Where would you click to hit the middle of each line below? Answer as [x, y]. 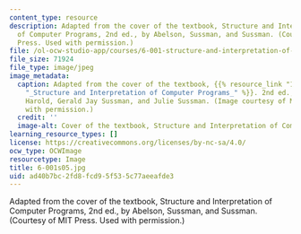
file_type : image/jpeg [52, 68]
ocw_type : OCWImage [46, 151]
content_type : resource [54, 17]
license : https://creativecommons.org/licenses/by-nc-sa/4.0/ [128, 143]
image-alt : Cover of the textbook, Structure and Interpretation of [148, 126]
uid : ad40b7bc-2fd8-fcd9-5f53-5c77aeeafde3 [92, 176]
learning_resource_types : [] [64, 134]
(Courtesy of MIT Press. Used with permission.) [97, 221]
